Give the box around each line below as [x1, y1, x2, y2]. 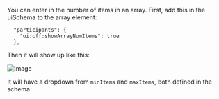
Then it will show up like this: [7, 51, 90, 59]
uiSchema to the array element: [7, 13, 97, 21]
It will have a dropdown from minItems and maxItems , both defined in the [7, 78, 213, 86]
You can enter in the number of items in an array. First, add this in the [7, 6, 206, 14]
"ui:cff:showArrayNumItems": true [19, 33, 120, 39]
